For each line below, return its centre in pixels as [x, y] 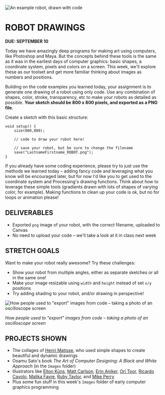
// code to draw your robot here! [49, 139]
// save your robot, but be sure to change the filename [74, 148]
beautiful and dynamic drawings [45, 355]
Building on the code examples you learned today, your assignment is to [78, 87]
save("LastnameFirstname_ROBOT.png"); [54, 152]
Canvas [20, 230]
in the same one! [29, 277]
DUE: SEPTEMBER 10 [27, 41]
